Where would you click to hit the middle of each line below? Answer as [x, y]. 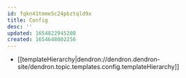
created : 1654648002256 [42, 40]
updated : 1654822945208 [42, 33]
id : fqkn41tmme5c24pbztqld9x [49, 14]
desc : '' [20, 26]
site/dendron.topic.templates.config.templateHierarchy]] [98, 67]
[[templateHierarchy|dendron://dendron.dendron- [88, 59]
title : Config [28, 20]
